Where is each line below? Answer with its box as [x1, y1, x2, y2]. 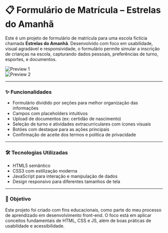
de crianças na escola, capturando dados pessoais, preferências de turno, [5, 51, 158, 57]
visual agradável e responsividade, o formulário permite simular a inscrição [5, 45, 160, 51]
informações [12, 105, 39, 111]
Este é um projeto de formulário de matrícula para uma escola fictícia [5, 35, 147, 41]
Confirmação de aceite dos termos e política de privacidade [12, 131, 136, 138]
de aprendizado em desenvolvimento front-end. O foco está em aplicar [5, 212, 151, 218]
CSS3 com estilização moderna [12, 167, 77, 173]
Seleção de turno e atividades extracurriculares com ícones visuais [12, 121, 151, 127]
